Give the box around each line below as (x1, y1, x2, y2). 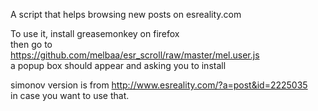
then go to (10, 39, 53, 50)
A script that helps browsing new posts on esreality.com (10, 9, 242, 20)
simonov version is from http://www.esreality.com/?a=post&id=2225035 (10, 79, 308, 91)
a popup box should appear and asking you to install (10, 60, 227, 71)
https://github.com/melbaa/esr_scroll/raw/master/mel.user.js (10, 49, 260, 61)
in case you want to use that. (10, 90, 130, 101)
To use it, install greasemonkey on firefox (10, 28, 180, 39)
